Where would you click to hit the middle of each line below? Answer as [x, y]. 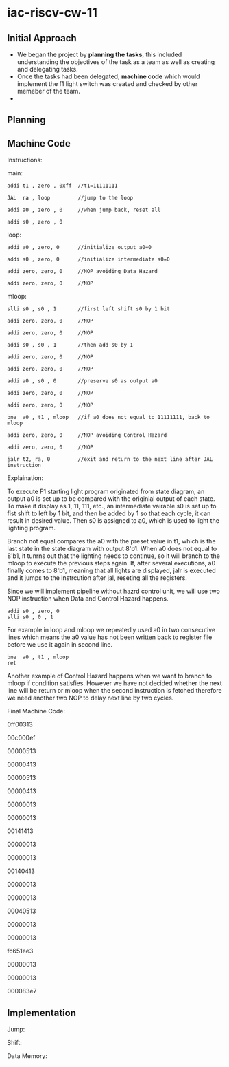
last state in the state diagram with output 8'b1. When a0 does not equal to [112, 549]
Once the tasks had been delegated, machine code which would [108, 76]
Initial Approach [42, 38]
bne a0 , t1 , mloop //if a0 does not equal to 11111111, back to [109, 418]
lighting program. [32, 528]
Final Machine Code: [36, 711]
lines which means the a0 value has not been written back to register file [110, 637]
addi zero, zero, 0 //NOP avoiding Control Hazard [87, 435]
